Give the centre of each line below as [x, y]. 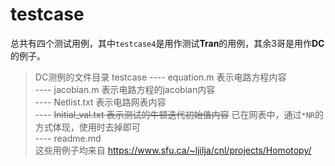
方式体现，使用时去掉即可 [87, 127]
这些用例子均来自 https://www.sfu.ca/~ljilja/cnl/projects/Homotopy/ [173, 150]
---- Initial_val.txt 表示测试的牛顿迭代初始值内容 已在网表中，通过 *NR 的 [179, 114]
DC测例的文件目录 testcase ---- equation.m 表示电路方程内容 [160, 77]
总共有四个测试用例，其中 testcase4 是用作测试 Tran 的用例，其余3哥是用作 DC [167, 43]
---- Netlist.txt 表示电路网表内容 [100, 102]
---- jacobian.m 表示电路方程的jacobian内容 [125, 89]
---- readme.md [68, 138]
